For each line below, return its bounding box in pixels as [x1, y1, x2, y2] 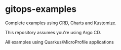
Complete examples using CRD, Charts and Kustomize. [5, 20, 117, 26]
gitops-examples [5, 3, 77, 15]
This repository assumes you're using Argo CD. [5, 29, 101, 35]
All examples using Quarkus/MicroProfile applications [5, 39, 114, 45]
